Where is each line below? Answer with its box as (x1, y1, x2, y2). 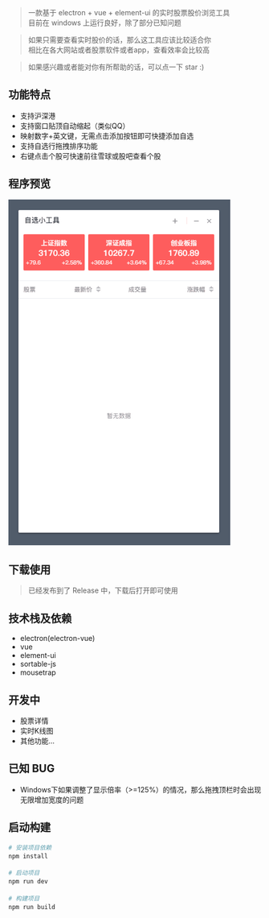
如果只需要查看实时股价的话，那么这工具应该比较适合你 (27, 35, 211, 44)
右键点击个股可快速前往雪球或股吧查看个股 (19, 151, 161, 160)
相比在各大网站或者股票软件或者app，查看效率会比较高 (27, 45, 210, 55)
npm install (8, 852, 48, 860)
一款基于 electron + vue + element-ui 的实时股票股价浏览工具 (27, 8, 230, 17)
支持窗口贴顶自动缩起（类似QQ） (19, 121, 130, 130)
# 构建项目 (8, 894, 40, 903)
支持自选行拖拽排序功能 (19, 141, 98, 151)
